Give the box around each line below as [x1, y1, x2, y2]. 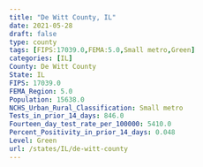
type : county [9, 37, 57, 47]
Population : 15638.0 [9, 95, 86, 104]
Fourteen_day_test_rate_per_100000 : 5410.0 [9, 120, 172, 129]
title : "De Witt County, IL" [9, 12, 117, 22]
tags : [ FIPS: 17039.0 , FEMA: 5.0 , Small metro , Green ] [9, 46, 196, 55]
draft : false [9, 29, 57, 38]
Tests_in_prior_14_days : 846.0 [9, 111, 124, 120]
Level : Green [9, 136, 57, 145]
